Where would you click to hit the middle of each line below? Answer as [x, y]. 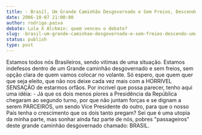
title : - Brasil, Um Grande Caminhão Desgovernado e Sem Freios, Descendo [102, 12]
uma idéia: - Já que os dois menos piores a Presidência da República [92, 94]
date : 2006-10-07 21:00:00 [40, 17]
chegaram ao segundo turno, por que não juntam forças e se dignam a [94, 100]
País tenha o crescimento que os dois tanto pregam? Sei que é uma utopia [98, 113]
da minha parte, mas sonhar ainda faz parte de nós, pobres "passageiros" [98, 119]
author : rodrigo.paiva [35, 23]
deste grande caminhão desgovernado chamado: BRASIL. [78, 125]
